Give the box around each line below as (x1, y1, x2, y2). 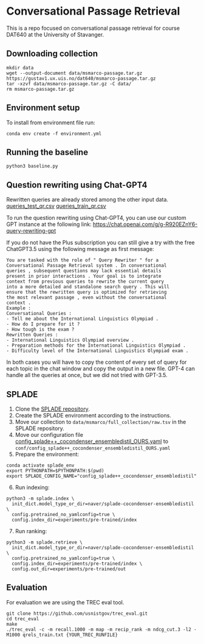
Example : (6, 305, 32, 311)
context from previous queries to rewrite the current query (6, 278, 165, 285)
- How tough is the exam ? (6, 327, 75, 333)
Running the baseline (6, 147, 89, 157)
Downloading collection (6, 49, 98, 59)
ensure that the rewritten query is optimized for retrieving (6, 289, 167, 295)
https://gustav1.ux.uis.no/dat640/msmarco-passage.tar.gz (6, 75, 156, 82)
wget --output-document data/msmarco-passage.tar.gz (6, 70, 143, 76)
